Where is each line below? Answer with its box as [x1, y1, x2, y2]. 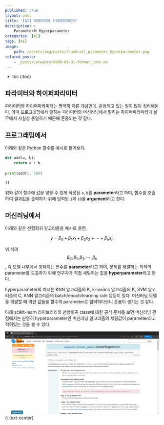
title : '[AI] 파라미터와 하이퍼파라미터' [5, 18, 78, 23]
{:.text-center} [5, 415, 34, 421]
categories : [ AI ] [5, 34, 41, 39]
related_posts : [5, 54, 36, 59]
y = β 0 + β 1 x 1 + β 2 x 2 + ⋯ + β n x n [50, 235, 114, 242]
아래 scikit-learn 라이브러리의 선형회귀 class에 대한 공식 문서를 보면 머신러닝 [5, 309, 151, 315]
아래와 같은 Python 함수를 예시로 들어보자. [5, 145, 86, 150]
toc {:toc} [12, 74, 32, 79]
